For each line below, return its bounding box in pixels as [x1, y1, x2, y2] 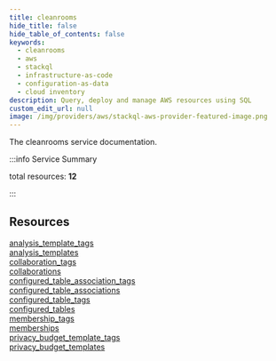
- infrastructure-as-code [17, 71, 114, 80]
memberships [9, 322, 59, 333]
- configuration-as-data [17, 79, 109, 88]
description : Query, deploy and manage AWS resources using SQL [9, 95, 252, 105]
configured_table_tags [9, 294, 91, 305]
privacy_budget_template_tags [9, 332, 121, 342]
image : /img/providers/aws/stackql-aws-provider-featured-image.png [9, 112, 268, 121]
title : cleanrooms [9, 12, 77, 22]
